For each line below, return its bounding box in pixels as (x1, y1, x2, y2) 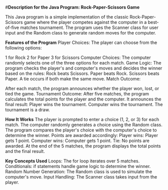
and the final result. (5, 148, 45, 154)
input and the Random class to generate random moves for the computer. (5, 30, 156, 35)
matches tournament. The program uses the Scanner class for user (19, 24, 158, 30)
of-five (5, 24, 19, 30)
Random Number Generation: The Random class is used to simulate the (5, 168, 152, 174)
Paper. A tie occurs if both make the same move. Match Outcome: (5, 76, 141, 81)
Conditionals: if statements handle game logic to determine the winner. (5, 163, 151, 169)
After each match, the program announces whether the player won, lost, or (5, 85, 159, 91)
